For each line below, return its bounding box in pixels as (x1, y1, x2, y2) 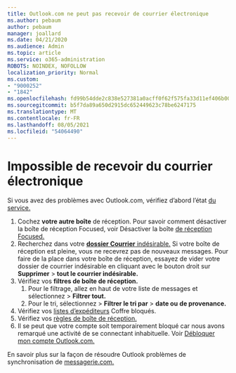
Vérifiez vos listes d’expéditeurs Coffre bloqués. (17, 307, 157, 315)
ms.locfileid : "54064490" (7, 128, 83, 135)
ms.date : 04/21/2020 (7, 37, 68, 44)
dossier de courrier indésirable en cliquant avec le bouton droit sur (17, 262, 211, 270)
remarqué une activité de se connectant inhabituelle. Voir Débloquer (17, 329, 216, 338)
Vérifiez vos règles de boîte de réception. (17, 314, 137, 323)
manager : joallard (7, 30, 61, 37)
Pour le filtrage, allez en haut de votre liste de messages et (27, 284, 198, 293)
